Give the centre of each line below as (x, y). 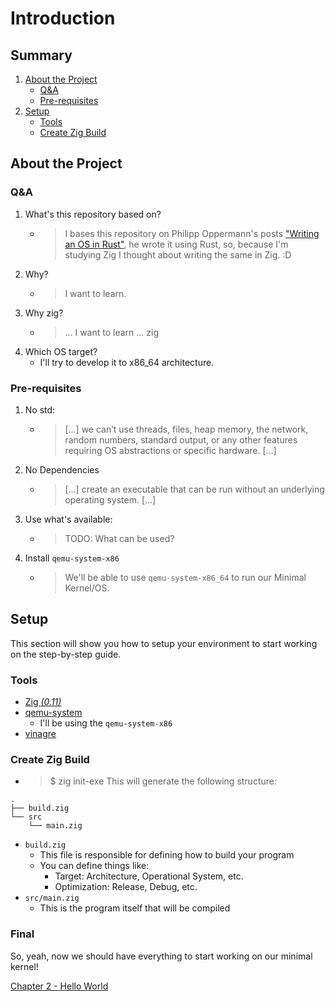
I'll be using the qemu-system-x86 (106, 723)
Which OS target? (61, 351)
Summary (41, 55)
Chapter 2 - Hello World (59, 986)
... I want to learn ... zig (112, 332)
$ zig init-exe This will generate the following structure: (163, 781)
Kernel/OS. (87, 588)
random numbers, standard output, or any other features (181, 439)
